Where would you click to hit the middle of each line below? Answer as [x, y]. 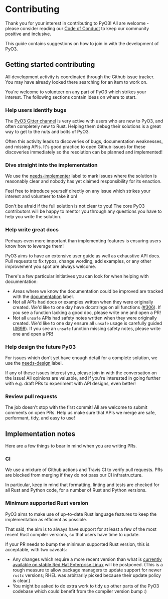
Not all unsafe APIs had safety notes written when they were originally [85, 318]
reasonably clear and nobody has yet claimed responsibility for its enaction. [83, 181]
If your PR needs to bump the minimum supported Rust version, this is [77, 544]
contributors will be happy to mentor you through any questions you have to [83, 211]
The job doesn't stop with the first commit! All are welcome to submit [76, 407]
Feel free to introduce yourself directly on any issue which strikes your [78, 191]
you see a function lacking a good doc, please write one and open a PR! [87, 313]
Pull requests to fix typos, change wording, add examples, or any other [78, 261]
